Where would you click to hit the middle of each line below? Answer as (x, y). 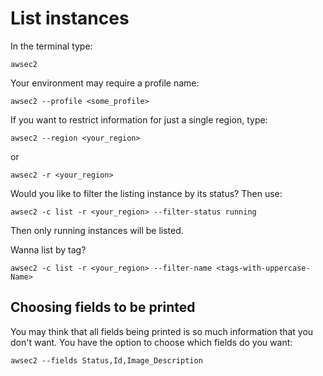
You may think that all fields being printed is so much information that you (162, 331)
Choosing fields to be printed (103, 307)
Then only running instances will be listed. (97, 230)
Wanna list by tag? (48, 249)
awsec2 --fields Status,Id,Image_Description (106, 360)
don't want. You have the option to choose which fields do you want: (151, 342)
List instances (70, 18)
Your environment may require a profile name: (105, 83)
